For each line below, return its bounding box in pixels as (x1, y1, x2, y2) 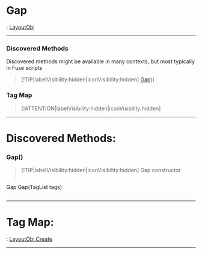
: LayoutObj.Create (6, 235, 53, 243)
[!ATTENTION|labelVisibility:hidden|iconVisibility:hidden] (20, 105, 161, 112)
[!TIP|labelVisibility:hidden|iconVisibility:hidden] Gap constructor (20, 167, 182, 174)
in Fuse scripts (6, 64, 43, 72)
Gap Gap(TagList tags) (6, 184, 63, 191)
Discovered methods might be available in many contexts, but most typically (6, 58, 195, 65)
